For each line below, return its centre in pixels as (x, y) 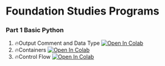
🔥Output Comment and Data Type (57, 43)
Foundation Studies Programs (82, 11)
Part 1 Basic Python (35, 30)
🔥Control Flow (33, 57)
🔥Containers (30, 50)
